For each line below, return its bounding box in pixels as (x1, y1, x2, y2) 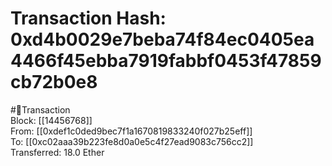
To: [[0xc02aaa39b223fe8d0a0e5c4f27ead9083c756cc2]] (10, 135, 254, 147)
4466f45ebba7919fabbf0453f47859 (10, 50, 322, 72)
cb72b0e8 (10, 71, 98, 94)
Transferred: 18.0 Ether (10, 146, 105, 158)
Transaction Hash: (10, 7, 167, 30)
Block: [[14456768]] (10, 114, 93, 126)
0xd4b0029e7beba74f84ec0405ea (10, 28, 315, 51)
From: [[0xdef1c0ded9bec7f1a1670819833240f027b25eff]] (10, 125, 253, 137)
